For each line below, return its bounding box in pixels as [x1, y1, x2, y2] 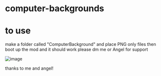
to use [5, 25, 31, 37]
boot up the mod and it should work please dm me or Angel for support [5, 47, 148, 53]
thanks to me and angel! [5, 65, 54, 71]
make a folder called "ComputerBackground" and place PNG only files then [5, 41, 156, 47]
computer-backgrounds [5, 3, 104, 14]
